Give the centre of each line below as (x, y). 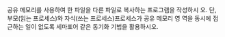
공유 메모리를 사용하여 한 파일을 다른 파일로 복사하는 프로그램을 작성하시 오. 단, (112, 10)
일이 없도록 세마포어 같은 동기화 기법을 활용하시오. (92, 27)
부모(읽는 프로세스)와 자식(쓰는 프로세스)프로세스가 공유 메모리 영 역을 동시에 (109, 18)
